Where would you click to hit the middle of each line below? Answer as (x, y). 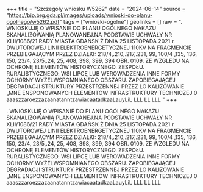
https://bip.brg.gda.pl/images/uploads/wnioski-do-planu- (81, 15)
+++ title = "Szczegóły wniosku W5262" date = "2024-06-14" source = (96, 9)
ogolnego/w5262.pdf (33, 22)
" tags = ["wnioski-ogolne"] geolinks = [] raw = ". (121, 22)
